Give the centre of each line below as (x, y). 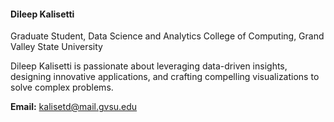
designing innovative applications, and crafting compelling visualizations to (165, 77)
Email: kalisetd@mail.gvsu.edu (74, 107)
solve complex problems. (62, 87)
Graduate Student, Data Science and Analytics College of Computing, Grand (167, 36)
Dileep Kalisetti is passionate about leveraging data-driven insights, (149, 66)
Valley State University (56, 47)
